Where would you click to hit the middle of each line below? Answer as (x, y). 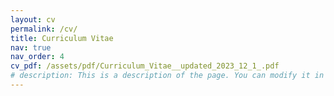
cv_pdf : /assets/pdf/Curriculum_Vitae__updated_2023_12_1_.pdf (145, 66)
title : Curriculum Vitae (62, 38)
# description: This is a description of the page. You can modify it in (167, 76)
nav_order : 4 (37, 57)
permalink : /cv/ (44, 29)
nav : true (31, 47)
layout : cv (33, 19)
